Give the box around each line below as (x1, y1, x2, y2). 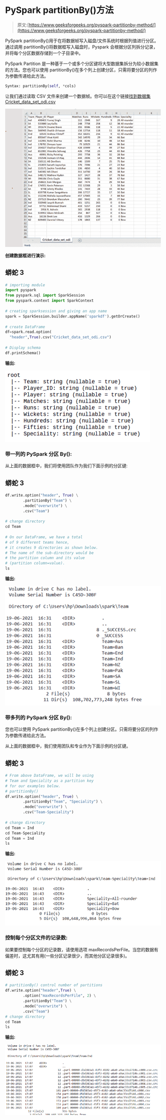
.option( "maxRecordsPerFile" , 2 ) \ (23, 993, 96, 998)
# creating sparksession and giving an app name (5, 309, 107, 313)
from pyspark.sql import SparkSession (5, 293, 85, 298)
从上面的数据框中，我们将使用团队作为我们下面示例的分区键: (5, 463, 128, 469)
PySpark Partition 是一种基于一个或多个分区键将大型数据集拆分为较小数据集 (5, 61, 159, 66)
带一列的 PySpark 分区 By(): (5, 450, 72, 457)
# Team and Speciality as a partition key (5, 778, 94, 783)
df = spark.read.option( (5, 329, 52, 335)
